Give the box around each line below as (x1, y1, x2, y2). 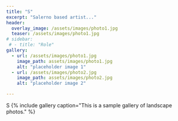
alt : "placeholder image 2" (17, 81, 86, 87)
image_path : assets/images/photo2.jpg (17, 75, 113, 81)
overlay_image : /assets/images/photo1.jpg (11, 25, 118, 31)
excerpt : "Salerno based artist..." (6, 14, 97, 20)
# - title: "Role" (8, 42, 55, 48)
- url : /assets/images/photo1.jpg (11, 53, 97, 59)
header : (6, 20, 26, 26)
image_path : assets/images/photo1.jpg (17, 58, 113, 64)
